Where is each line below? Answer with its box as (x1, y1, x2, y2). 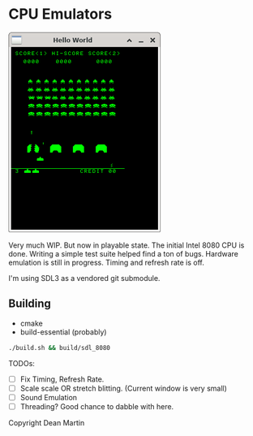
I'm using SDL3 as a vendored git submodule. (8, 273, 161, 283)
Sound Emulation (19, 392, 78, 402)
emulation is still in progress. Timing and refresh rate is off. (8, 257, 205, 267)
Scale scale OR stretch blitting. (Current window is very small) (19, 383, 227, 393)
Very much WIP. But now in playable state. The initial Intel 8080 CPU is (8, 240, 245, 250)
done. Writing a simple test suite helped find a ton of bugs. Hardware (8, 248, 239, 258)
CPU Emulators (8, 5, 113, 24)
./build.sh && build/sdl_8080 (8, 343, 111, 352)
